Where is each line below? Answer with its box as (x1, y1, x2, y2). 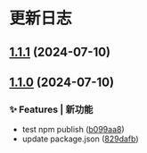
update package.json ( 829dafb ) (21, 133, 140, 144)
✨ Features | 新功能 (9, 103, 94, 115)
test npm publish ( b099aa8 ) (21, 124, 125, 135)
